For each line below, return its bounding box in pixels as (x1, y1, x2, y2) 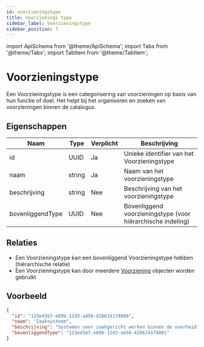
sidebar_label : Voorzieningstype (6, 20, 91, 26)
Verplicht (90, 139, 118, 147)
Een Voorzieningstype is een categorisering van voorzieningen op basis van (6, 91, 197, 98)
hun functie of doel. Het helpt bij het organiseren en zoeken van (6, 97, 166, 104)
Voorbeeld (6, 291, 47, 301)
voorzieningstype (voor (124, 209, 191, 218)
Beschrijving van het (124, 184, 182, 192)
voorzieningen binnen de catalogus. (6, 103, 96, 111)
